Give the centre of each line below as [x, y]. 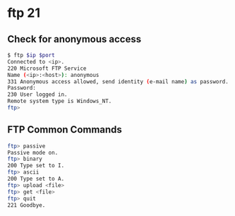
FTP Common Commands [65, 130]
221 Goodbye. [26, 205]
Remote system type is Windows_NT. [60, 101]
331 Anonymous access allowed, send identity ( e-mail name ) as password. [118, 82]
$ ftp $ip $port [31, 55]
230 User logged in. [38, 95]
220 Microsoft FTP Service [47, 68]
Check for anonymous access [74, 39]
